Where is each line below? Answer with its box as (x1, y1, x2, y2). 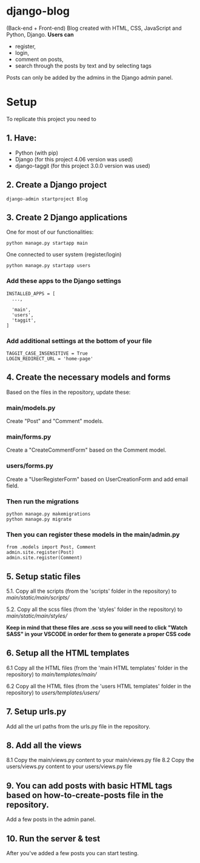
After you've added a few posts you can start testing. (6, 850, 139, 857)
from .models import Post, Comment (6, 544, 96, 550)
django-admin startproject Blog (6, 196, 88, 202)
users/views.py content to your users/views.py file (6, 763, 132, 770)
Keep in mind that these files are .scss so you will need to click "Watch (6, 624, 188, 631)
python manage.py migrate (6, 516, 72, 522)
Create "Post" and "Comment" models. (6, 418, 104, 425)
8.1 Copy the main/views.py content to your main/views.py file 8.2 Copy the (6, 756, 195, 764)
